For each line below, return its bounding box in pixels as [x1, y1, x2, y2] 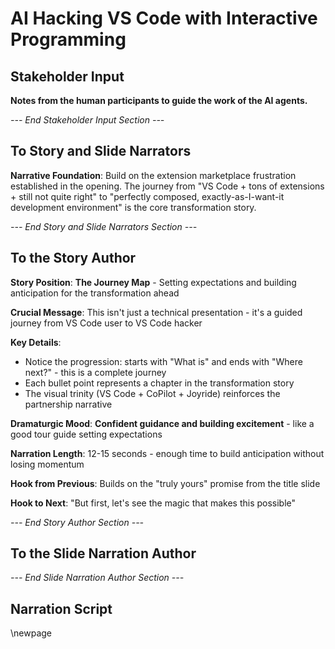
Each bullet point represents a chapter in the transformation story [24, 377, 295, 389]
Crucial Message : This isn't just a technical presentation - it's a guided [10, 306, 303, 318]
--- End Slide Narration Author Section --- [10, 572, 185, 584]
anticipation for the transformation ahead [10, 287, 180, 299]
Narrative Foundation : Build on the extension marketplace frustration [10, 169, 297, 181]
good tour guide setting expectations [10, 428, 163, 440]
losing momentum [10, 458, 85, 470]
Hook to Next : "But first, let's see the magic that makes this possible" [10, 497, 297, 509]
